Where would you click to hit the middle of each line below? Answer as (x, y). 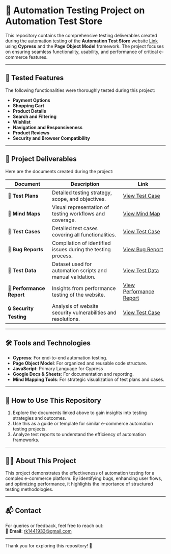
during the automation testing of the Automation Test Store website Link (82, 41)
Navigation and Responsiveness (48, 127)
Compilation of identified (81, 243)
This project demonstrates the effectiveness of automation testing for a (80, 473)
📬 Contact (23, 511)
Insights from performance (84, 288)
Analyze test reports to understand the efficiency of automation (79, 435)
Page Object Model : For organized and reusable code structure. (80, 363)
